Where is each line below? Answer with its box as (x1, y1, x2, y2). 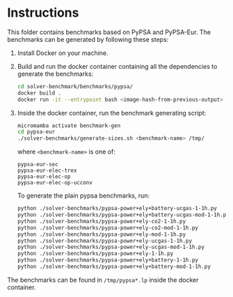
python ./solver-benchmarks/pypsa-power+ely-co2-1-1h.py (17, 218, 186, 225)
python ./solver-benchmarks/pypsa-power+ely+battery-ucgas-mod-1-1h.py (17, 211, 230, 218)
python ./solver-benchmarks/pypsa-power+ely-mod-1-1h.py (17, 231, 186, 238)
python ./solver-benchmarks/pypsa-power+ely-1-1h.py (17, 250, 174, 257)
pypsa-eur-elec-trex (17, 167, 77, 175)
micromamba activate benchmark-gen (17, 122, 121, 129)
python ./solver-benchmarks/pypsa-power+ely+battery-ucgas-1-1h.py (17, 205, 217, 212)
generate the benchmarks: (17, 70, 94, 78)
